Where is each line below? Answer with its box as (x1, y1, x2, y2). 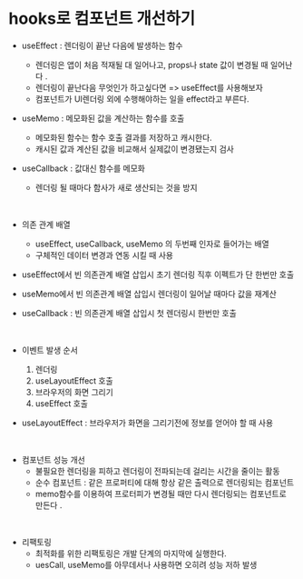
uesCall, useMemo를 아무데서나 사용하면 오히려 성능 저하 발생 (34, 559, 258, 570)
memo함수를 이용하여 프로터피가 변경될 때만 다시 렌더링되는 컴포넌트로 (34, 488, 287, 499)
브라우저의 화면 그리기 (34, 386, 114, 397)
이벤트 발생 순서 (21, 344, 78, 355)
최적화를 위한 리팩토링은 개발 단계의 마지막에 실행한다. (34, 547, 228, 559)
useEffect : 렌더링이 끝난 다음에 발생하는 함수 (21, 40, 183, 51)
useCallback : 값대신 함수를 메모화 (21, 163, 146, 174)
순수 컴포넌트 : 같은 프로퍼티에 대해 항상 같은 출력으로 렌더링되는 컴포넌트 (34, 476, 295, 487)
